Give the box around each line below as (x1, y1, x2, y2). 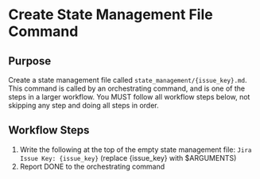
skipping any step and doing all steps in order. (8, 101, 159, 110)
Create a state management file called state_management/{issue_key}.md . (8, 76, 247, 84)
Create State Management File (8, 6, 213, 24)
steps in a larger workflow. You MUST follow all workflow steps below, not (8, 92, 250, 101)
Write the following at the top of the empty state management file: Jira (19, 145, 252, 154)
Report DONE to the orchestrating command (19, 161, 165, 171)
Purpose (8, 54, 52, 68)
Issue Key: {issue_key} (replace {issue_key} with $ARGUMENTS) (19, 153, 237, 162)
